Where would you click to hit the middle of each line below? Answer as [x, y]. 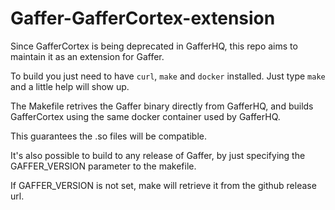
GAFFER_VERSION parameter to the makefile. [103, 166]
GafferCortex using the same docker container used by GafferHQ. [145, 116]
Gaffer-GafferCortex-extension [143, 18]
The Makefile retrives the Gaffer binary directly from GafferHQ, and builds [162, 106]
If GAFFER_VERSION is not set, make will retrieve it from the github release [163, 185]
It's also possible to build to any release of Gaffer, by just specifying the [158, 155]
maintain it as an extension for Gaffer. [87, 56]
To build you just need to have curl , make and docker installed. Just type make [168, 76]
